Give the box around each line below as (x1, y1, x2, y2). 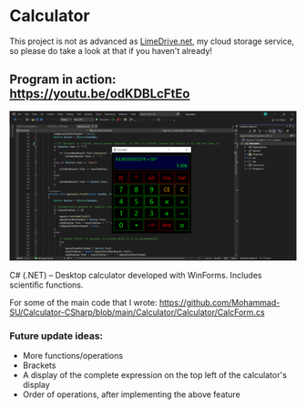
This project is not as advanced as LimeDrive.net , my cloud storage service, (9, 36, 294, 47)
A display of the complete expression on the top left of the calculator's (22, 369, 287, 380)
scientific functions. (9, 279, 84, 290)
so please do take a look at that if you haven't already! (9, 45, 212, 56)
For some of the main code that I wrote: (9, 297, 158, 308)
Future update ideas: (9, 330, 103, 342)
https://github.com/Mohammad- (158, 297, 280, 308)
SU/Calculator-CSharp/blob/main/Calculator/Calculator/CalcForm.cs (9, 307, 266, 318)
